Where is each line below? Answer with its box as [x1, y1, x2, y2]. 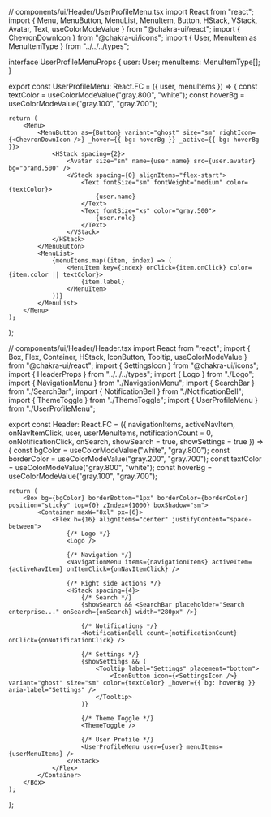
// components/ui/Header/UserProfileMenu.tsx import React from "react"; [8, 7, 254, 16]
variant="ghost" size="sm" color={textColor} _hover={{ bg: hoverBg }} [8, 679, 256, 687]
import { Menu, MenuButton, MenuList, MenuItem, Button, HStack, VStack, [8, 15, 258, 25]
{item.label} [80, 278, 126, 286]
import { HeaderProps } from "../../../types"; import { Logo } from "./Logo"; [8, 370, 255, 378]
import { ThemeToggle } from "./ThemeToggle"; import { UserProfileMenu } [8, 396, 258, 404]
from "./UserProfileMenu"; [8, 404, 96, 413]
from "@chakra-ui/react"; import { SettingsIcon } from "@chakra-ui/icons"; [8, 361, 260, 370]
